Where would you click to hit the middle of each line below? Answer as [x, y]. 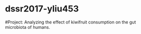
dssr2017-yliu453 [42, 9]
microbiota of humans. [27, 27]
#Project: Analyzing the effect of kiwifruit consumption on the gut [70, 22]
